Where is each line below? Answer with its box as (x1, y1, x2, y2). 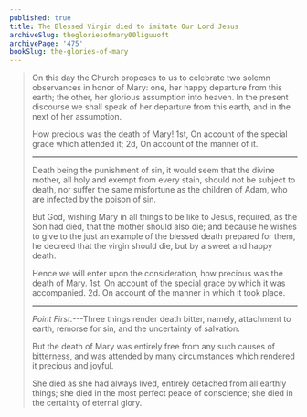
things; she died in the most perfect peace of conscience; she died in (31, 388, 294, 399)
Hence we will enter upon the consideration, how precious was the (31, 268, 283, 279)
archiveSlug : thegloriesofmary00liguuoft (9, 30, 170, 39)
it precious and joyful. (31, 360, 114, 371)
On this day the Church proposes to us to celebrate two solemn (31, 72, 271, 83)
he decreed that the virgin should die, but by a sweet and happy (31, 241, 273, 252)
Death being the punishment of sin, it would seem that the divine (31, 165, 276, 176)
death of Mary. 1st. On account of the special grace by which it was (31, 277, 286, 288)
